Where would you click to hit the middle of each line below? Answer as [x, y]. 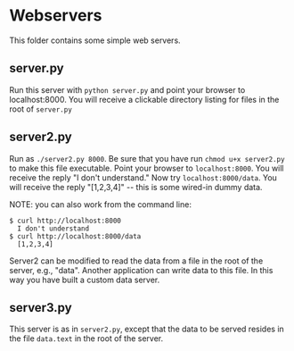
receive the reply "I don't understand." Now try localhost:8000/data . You [143, 177]
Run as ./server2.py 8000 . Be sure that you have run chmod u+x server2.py [147, 158]
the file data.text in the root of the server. [86, 338]
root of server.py [41, 109]
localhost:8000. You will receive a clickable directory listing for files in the [144, 99]
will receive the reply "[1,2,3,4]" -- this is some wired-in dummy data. [136, 187]
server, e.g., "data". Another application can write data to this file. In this [141, 270]
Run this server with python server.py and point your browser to [127, 89]
